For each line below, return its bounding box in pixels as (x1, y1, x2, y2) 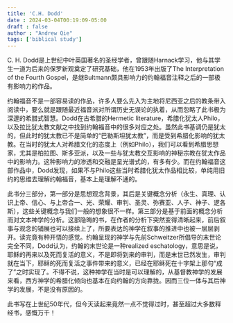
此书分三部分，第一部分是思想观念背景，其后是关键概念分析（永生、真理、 (7, 190, 220, 198)
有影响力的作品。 (7, 82, 56, 90)
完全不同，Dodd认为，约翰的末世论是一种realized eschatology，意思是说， (7, 242, 222, 250)
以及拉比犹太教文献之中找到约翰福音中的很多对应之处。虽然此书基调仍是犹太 (7, 123, 226, 131)
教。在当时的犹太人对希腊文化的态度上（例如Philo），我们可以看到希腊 (7, 140, 207, 149)
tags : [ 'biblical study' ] (7, 36, 82, 43)
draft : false (7, 23, 49, 30)
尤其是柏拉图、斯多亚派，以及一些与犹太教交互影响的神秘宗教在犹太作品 (19, 149, 226, 157)
